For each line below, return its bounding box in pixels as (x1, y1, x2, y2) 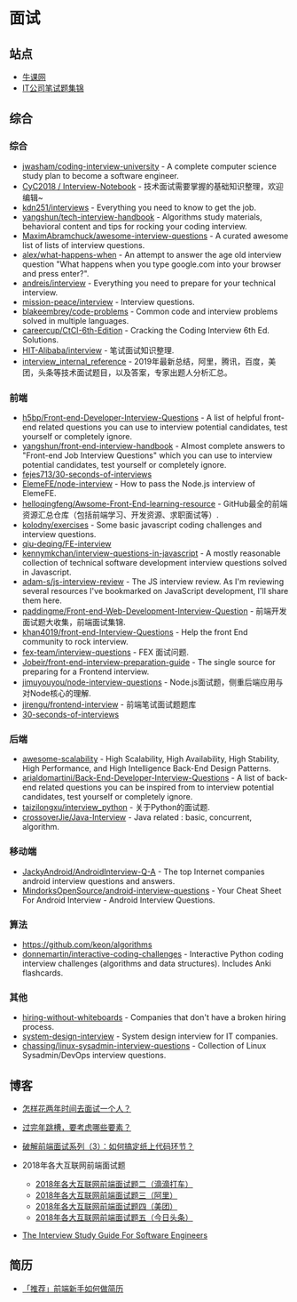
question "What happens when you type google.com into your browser (21, 259, 282, 269)
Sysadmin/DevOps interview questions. (21, 1050, 167, 1061)
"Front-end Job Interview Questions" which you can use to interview (21, 450, 273, 461)
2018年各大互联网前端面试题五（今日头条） (35, 1211, 193, 1223)
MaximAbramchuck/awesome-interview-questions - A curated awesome (21, 230, 289, 241)
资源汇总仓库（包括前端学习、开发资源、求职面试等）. (21, 509, 219, 520)
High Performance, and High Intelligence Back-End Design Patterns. (21, 763, 271, 774)
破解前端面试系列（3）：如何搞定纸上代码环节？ (21, 1140, 195, 1152)
